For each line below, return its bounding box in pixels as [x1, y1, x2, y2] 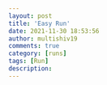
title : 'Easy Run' [8, 19, 71, 28]
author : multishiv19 [8, 34, 79, 43]
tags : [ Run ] [8, 57, 49, 66]
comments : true [8, 42, 60, 50]
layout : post [8, 11, 53, 20]
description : [8, 65, 53, 73]
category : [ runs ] [8, 49, 67, 57]
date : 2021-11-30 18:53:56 [8, 27, 100, 35]
